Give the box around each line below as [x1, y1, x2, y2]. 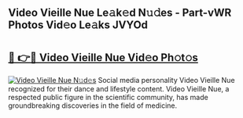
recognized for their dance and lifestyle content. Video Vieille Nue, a [8, 84, 230, 93]
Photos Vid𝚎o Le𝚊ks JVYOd [8, 19, 148, 32]
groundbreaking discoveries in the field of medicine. [8, 101, 178, 110]
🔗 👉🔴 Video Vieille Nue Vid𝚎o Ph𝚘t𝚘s [8, 51, 199, 64]
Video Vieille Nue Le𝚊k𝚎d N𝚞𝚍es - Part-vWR [8, 6, 232, 20]
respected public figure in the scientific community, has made [8, 93, 208, 102]
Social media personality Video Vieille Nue [98, 76, 235, 84]
